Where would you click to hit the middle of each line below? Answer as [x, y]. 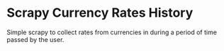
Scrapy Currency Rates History [100, 13]
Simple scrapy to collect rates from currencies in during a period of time [112, 32]
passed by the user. [35, 39]
